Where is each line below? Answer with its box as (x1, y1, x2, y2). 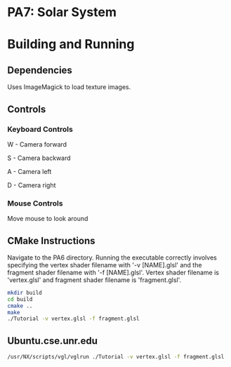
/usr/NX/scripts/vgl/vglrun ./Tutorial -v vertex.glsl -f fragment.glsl (7, 354, 225, 361)
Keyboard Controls (7, 124, 74, 134)
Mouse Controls (7, 198, 63, 208)
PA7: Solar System (7, 4, 117, 20)
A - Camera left (7, 167, 52, 175)
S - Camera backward (7, 154, 72, 162)
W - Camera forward (7, 140, 67, 148)
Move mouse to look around (7, 215, 88, 223)
